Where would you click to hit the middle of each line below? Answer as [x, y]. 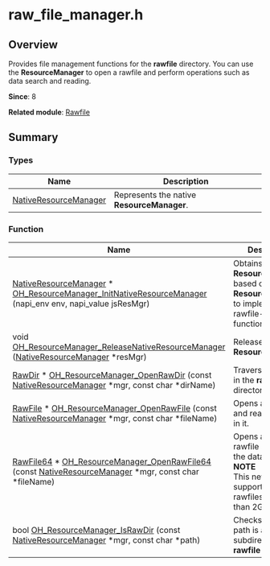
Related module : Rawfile [49, 112]
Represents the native [155, 195]
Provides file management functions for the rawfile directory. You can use [131, 64]
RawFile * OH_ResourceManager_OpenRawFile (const [115, 408]
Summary [33, 137]
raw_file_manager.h [76, 15]
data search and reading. [50, 81]
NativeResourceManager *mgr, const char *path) [106, 539]
